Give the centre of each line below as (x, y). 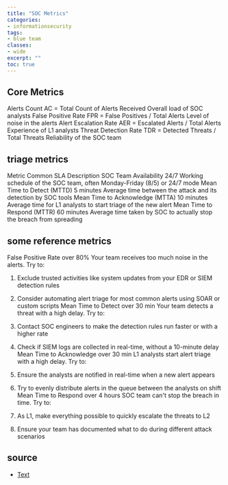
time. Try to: (34, 403)
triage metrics (38, 159)
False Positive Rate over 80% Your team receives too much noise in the (108, 258)
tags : (15, 33)
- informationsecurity (39, 26)
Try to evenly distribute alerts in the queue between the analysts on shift (119, 388)
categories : (24, 20)
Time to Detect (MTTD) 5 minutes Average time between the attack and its (112, 190)
